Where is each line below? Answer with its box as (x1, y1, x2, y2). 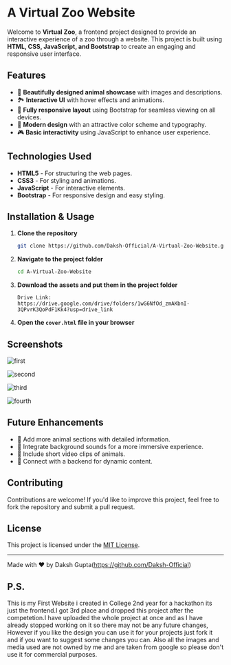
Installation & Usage (7, 210, 95, 222)
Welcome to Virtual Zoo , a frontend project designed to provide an (7, 28, 197, 36)
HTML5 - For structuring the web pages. (16, 169, 133, 177)
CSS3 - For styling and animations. (16, 176, 117, 184)
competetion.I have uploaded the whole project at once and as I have (7, 614, 203, 622)
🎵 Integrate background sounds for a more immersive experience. (16, 442, 204, 450)
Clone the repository (16, 229, 78, 237)
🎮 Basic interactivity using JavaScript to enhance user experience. (16, 128, 211, 136)
